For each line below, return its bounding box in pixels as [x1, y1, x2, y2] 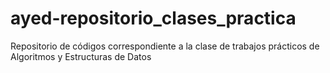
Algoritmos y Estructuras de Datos [10, 50, 152, 62]
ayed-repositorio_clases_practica [10, 7, 297, 30]
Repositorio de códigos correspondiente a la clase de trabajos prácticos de [10, 40, 320, 52]
